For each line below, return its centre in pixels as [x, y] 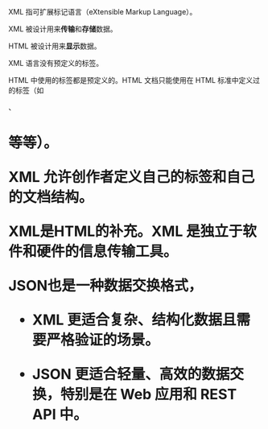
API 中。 [60, 415]
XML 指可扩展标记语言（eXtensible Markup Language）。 [103, 12]
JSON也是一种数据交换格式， [105, 286]
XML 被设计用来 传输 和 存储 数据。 [63, 29]
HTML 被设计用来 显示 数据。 [55, 46]
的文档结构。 [51, 198]
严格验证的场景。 [103, 340]
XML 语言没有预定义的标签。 [56, 63]
